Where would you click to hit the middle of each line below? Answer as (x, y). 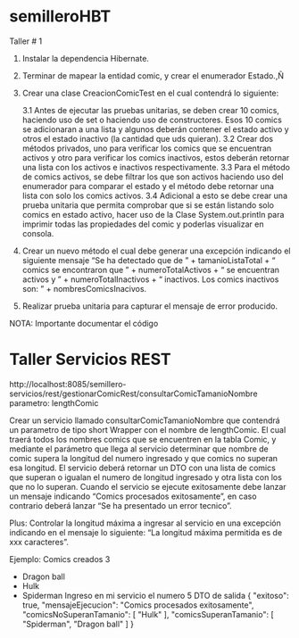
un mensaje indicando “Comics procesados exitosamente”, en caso (133, 496)
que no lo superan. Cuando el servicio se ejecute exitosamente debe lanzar (148, 486)
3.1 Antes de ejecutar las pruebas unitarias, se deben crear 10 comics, (150, 110)
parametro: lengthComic (54, 402)
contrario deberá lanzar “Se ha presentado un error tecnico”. (120, 505)
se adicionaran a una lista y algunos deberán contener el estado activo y (155, 129)
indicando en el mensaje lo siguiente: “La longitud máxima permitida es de (146, 532)
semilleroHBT (60, 17)
